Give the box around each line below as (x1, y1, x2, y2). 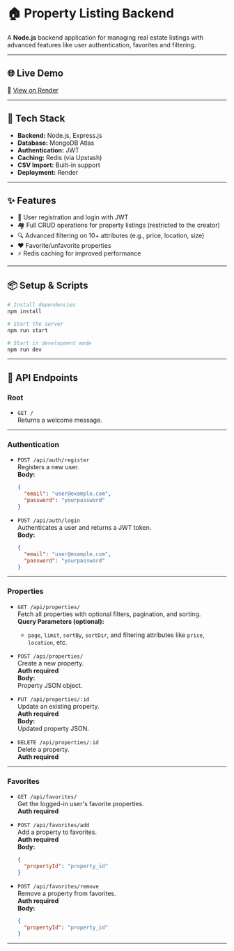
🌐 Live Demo (7, 68, 64, 79)
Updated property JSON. (17, 724, 89, 732)
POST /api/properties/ (17, 652, 84, 660)
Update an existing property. (17, 702, 100, 710)
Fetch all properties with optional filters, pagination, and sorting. (17, 610, 201, 618)
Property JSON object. (17, 681, 83, 689)
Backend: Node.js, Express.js (17, 131, 102, 139)
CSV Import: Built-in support (17, 161, 100, 169)
